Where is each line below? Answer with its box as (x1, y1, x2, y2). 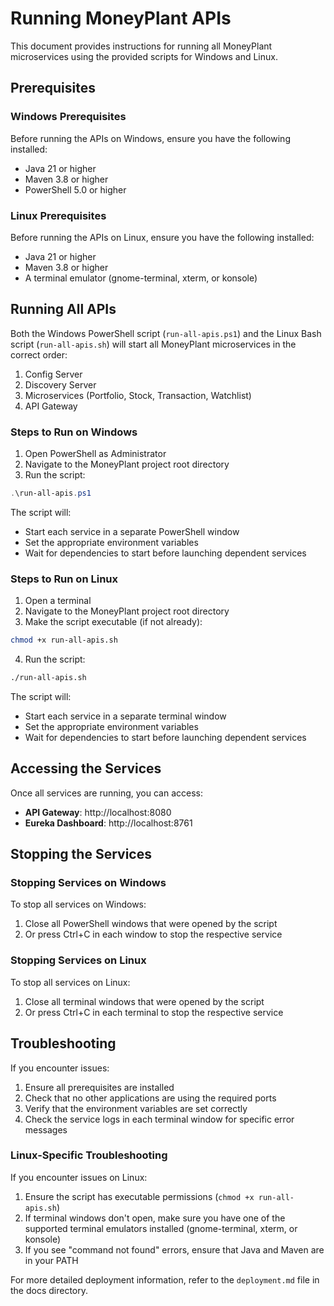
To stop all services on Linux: (10, 976, 131, 988)
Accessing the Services (10, 760, 162, 777)
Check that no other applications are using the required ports (24, 1092, 277, 1104)
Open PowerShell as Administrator (24, 448, 167, 460)
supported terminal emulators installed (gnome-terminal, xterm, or (24, 1222, 298, 1234)
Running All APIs (10, 301, 117, 318)
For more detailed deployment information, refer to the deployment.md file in (10, 1273, 320, 1286)
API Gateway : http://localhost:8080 (24, 806, 172, 818)
